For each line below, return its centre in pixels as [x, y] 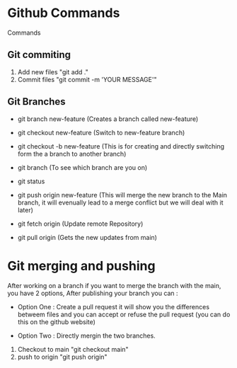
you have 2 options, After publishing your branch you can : [93, 293]
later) [25, 209]
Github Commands [64, 13]
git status [31, 181]
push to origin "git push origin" [62, 357]
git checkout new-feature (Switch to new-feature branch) [101, 132]
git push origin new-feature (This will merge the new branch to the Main [122, 195]
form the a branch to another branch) [72, 154]
